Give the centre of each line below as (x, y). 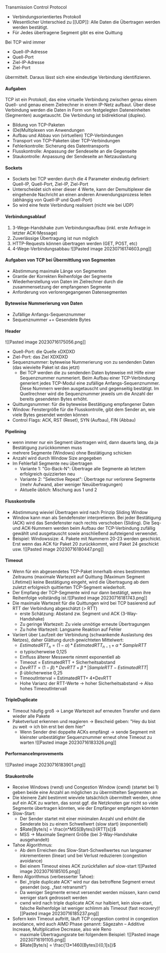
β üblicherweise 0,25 (41, 673)
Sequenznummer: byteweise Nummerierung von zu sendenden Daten (83, 362)
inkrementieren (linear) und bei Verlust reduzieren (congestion (83, 856)
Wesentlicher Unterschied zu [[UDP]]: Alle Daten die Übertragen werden (86, 22)
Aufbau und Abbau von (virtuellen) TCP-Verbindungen (68, 135)
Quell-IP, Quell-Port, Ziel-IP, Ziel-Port (50, 184)
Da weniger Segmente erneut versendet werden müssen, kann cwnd (90, 893)
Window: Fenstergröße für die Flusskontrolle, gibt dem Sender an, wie (84, 410)
